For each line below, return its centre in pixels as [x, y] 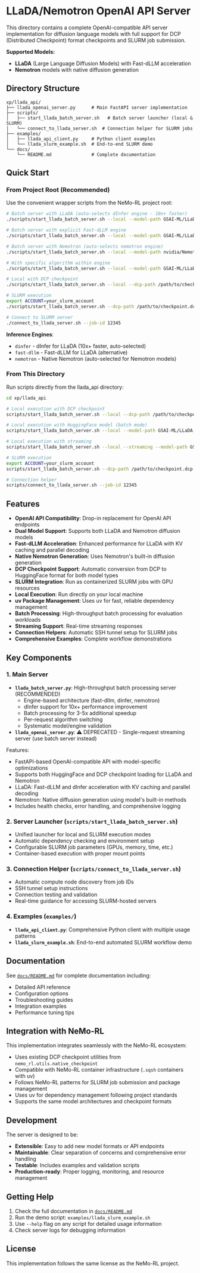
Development [32, 1120]
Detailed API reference [43, 987]
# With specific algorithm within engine [58, 263]
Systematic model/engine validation [68, 726]
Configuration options [41, 993]
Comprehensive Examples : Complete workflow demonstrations [93, 639]
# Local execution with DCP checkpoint [56, 409]
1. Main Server [27, 674]
